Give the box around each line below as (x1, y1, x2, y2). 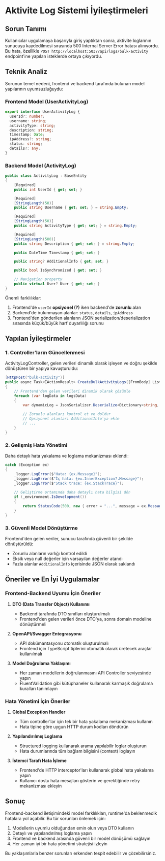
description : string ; (9, 128, 54, 132)
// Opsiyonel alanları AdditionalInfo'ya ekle (23, 416, 120, 421)
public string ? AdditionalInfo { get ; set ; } (14, 259, 109, 264)
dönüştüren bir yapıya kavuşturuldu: (5, 365, 79, 371)
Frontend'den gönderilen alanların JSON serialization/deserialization (12, 315, 151, 321)
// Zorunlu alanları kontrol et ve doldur (23, 412, 111, 417)
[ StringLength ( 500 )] (14, 236, 56, 241)
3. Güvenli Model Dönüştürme (5, 525, 78, 531)
